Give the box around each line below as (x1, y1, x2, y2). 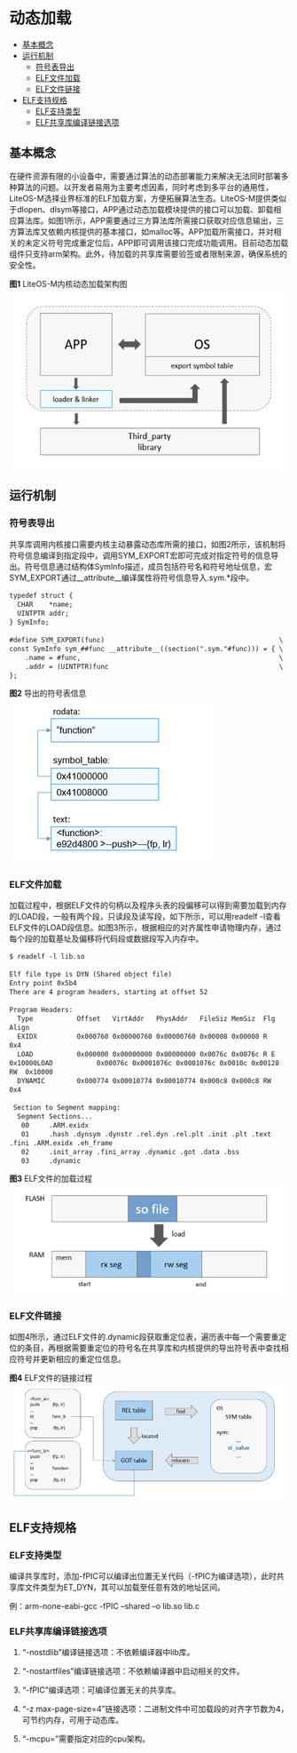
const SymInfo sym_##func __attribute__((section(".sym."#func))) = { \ (9, 644, 284, 653)
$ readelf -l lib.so (9, 952, 86, 961)
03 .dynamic (20, 1157, 82, 1166)
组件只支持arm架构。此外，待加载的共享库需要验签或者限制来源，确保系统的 (9, 248, 288, 259)
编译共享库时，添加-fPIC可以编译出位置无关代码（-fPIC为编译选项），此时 (9, 1571, 277, 1582)
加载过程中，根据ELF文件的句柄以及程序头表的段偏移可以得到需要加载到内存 (9, 900, 287, 911)
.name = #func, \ (25, 653, 284, 662)
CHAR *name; (17, 600, 74, 609)
